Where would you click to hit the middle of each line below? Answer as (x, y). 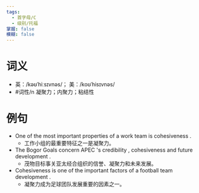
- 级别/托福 (25, 23)
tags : (13, 12)
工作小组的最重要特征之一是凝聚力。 (69, 143)
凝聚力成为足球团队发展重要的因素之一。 (74, 184)
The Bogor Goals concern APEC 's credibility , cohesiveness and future (104, 150)
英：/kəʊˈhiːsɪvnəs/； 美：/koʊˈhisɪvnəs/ (65, 84)
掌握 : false (20, 29)
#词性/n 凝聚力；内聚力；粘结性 (54, 92)
